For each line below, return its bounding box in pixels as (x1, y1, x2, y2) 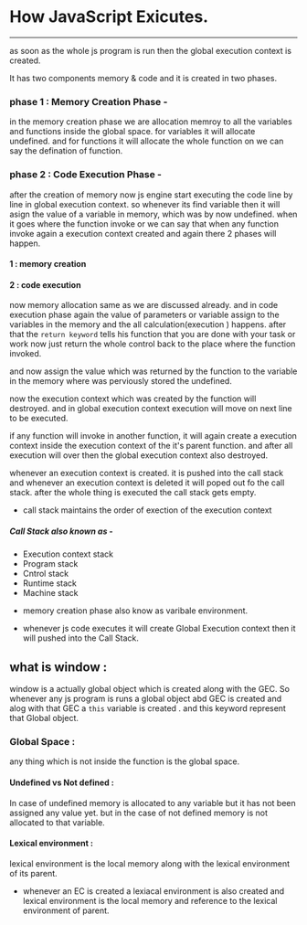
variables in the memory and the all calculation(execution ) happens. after (9, 319, 287, 330)
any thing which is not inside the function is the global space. (9, 756, 240, 767)
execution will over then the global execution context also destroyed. (9, 450, 269, 461)
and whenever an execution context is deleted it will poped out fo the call (9, 477, 285, 488)
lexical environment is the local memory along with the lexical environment (9, 857, 291, 869)
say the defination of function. (9, 145, 123, 156)
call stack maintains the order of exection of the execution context (22, 505, 272, 516)
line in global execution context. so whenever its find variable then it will (9, 198, 281, 209)
